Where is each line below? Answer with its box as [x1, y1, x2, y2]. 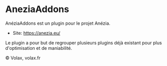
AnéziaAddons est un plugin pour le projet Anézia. [5, 20, 110, 26]
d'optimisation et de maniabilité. [5, 45, 72, 51]
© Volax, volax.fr [5, 54, 41, 61]
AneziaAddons [5, 4, 70, 15]
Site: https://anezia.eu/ [12, 30, 61, 36]
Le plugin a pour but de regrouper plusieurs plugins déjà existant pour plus [5, 39, 162, 46]
